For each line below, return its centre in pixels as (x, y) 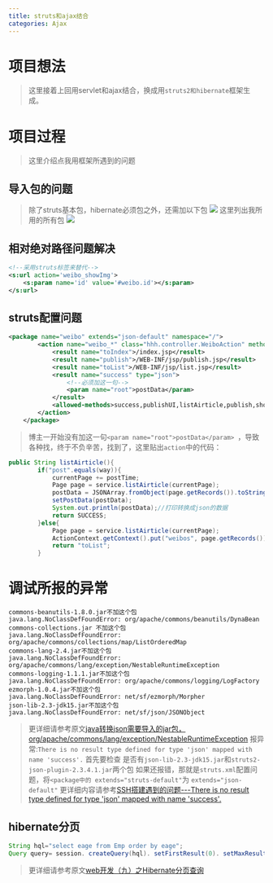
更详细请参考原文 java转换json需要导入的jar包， (107, 729)
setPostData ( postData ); (92, 501)
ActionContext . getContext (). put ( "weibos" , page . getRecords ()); (161, 538)
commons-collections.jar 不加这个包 (67, 628)
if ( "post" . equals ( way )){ (80, 470)
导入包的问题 (41, 189)
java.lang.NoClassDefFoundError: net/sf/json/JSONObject (107, 713)
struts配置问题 (45, 317)
